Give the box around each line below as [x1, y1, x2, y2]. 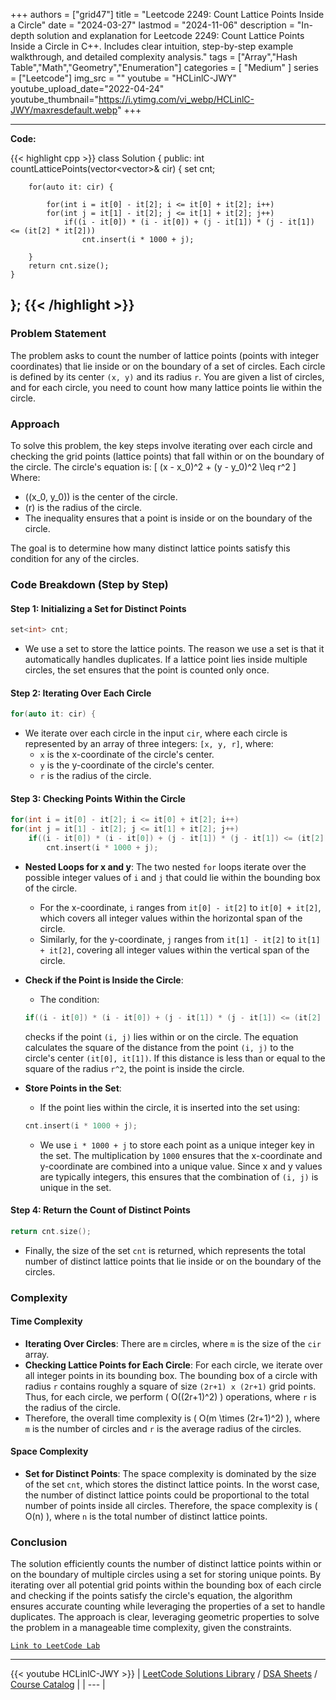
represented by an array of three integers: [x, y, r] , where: [24, 738, 274, 750]
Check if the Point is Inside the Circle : [24, 974, 184, 986]
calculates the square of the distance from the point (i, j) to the [24, 1041, 295, 1053]
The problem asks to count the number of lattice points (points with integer [10, 349, 320, 361]
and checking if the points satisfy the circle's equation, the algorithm [10, 1590, 293, 1602]
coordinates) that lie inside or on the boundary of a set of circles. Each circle [10, 360, 326, 372]
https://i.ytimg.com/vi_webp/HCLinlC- [98, 94, 255, 105]
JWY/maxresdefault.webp [10, 104, 118, 116]
